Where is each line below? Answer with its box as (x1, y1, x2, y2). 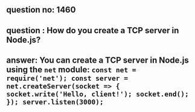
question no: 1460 (6, 5, 76, 15)
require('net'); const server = (6, 74, 129, 83)
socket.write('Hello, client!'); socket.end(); (6, 90, 189, 99)
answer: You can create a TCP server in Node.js (6, 55, 189, 66)
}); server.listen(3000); (6, 98, 104, 107)
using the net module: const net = (6, 64, 137, 75)
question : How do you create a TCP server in (6, 25, 179, 36)
